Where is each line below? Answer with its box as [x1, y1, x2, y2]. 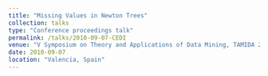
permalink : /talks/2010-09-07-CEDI [8, 33, 127, 42]
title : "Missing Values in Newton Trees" [8, 11, 148, 20]
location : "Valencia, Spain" [8, 56, 105, 64]
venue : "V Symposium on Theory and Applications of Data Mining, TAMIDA [8, 41, 255, 49]
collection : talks [8, 19, 69, 27]
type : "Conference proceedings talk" [8, 26, 134, 34]
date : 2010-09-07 [8, 48, 66, 56]
